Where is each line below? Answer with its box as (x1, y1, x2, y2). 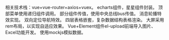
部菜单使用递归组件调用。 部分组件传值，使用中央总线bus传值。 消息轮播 (5, 10, 158, 16)
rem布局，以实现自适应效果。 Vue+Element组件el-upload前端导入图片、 (5, 23, 156, 29)
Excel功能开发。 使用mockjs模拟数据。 (5, 29, 86, 35)
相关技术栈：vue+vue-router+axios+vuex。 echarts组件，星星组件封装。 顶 (5, 4, 163, 10)
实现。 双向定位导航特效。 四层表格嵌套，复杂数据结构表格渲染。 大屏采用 (9, 17, 164, 22)
